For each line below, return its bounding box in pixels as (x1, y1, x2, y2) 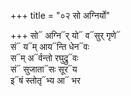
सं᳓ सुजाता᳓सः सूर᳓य (10, 63, 78, 75)
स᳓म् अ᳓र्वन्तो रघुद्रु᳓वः (10, 52, 79, 64)
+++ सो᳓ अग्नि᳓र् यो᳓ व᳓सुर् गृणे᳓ (10, 30, 121, 41)
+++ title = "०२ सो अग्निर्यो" (10, 10, 111, 21)
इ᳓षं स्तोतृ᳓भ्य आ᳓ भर (10, 75, 81, 86)
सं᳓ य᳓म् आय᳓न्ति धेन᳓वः (10, 41, 90, 52)
